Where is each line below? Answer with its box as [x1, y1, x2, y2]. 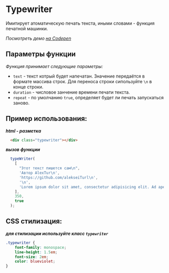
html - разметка [6, 127, 42, 134]
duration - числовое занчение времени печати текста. [13, 89, 130, 95]
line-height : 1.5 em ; [15, 249, 58, 255]
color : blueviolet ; [15, 259, 56, 264]
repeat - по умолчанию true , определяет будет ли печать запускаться [13, 94, 164, 100]
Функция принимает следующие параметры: [6, 63, 103, 69]
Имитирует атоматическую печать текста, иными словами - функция [6, 20, 155, 26]
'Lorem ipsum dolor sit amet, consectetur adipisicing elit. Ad [19, 184, 156, 189]
